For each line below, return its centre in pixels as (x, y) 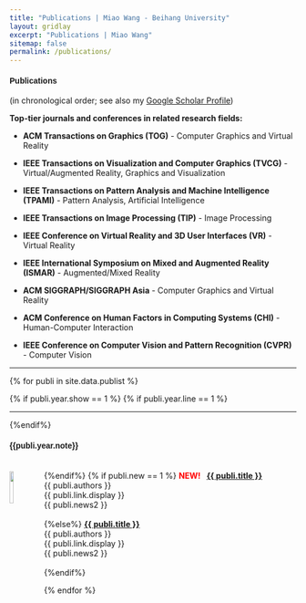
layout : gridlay (40, 26)
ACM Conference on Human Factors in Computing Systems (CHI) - (151, 318)
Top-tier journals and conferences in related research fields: (126, 119)
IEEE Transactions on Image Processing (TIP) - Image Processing (147, 218)
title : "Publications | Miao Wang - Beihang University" (120, 18)
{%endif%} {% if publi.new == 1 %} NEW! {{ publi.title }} (153, 475)
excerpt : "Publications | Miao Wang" (81, 35)
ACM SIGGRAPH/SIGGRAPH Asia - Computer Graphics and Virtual (148, 291)
